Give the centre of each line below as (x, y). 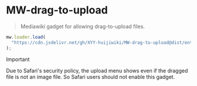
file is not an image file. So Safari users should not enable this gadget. (91, 77)
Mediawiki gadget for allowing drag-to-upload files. (83, 26)
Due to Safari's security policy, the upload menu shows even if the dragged (97, 70)
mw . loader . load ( (26, 37)
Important (18, 59)
